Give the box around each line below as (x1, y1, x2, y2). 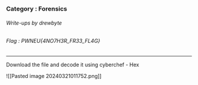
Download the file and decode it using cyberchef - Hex (6, 61, 140, 68)
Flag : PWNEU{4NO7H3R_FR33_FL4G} (6, 38, 101, 45)
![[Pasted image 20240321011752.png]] (6, 72, 102, 79)
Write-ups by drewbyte (6, 19, 62, 26)
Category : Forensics (6, 5, 68, 13)
